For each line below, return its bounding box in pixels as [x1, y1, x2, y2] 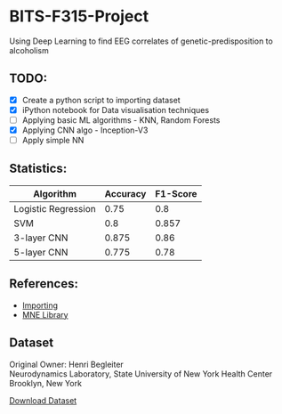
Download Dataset [9, 394, 77, 406]
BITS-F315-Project [9, 6, 149, 27]
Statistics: [9, 161, 68, 176]
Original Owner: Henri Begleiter [9, 359, 125, 369]
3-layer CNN [13, 231, 68, 244]
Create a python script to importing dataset [21, 94, 181, 105]
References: [9, 276, 78, 291]
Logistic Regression [13, 202, 96, 215]
